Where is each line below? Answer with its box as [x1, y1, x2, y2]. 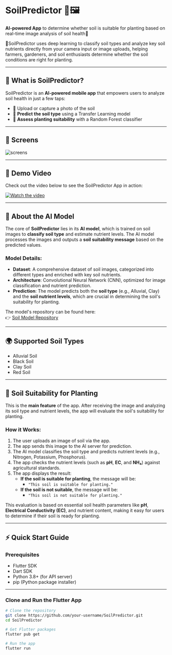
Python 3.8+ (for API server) [12, 574, 73, 580]
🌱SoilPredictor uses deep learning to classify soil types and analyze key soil [5, 40, 165, 47]
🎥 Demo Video [5, 169, 52, 178]
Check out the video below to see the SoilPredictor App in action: [5, 183, 143, 189]
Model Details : [5, 255, 42, 262]
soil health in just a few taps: [5, 95, 66, 101]
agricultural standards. [12, 465, 60, 471]
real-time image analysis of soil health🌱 [5, 30, 89, 36]
